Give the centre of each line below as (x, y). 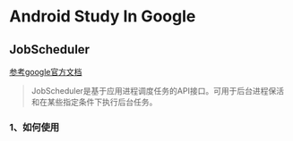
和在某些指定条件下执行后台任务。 (94, 102)
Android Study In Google (103, 17)
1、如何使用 (34, 127)
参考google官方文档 (46, 72)
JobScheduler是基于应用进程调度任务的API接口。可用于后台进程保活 (158, 91)
